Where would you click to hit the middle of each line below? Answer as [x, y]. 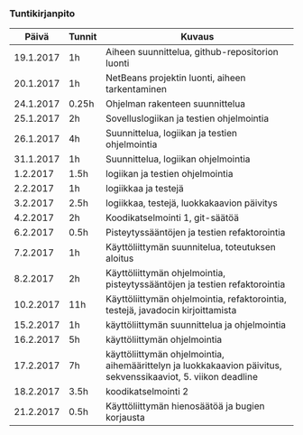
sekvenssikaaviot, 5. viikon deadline [182, 377]
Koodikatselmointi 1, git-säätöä [172, 217]
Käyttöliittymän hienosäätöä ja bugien [185, 406]
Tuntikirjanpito [42, 14]
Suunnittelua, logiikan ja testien [171, 134]
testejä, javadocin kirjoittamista [171, 310]
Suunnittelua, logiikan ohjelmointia [178, 159]
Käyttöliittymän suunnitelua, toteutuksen [191, 247]
